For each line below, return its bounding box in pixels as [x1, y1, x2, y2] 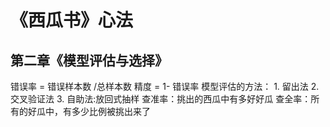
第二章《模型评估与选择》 [10, 52, 168, 69]
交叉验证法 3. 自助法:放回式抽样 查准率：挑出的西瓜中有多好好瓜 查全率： [10, 93, 312, 105]
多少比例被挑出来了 [71, 106, 151, 117]
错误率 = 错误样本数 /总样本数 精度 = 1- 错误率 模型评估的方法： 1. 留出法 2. [10, 81, 320, 92]
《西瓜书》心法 [10, 9, 134, 32]
